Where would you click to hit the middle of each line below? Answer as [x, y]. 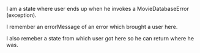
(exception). [21, 15]
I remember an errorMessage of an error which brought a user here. [92, 27]
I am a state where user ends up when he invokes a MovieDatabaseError [98, 9]
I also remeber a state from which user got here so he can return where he [100, 38]
